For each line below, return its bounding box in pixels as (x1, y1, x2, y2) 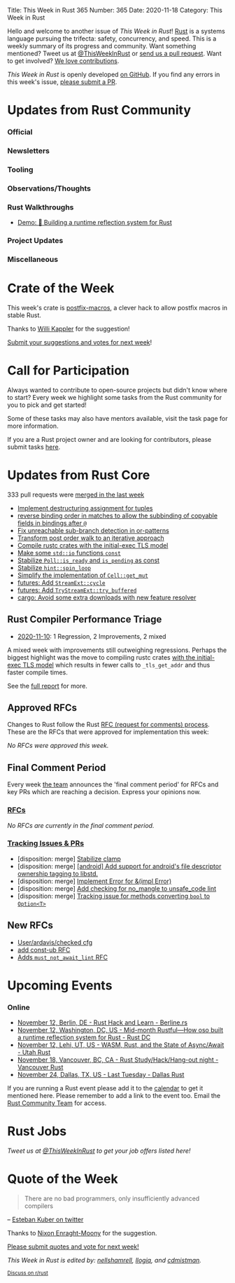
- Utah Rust (17, 1048, 51, 1057)
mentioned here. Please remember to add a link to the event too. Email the (7, 1092, 221, 1100)
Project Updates (7, 236, 64, 246)
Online (7, 1002, 30, 1012)
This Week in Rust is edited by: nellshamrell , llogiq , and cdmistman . (7, 1256, 201, 1265)
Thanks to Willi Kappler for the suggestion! (7, 324, 131, 333)
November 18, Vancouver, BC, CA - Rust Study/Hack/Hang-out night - (17, 1055, 219, 1064)
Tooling (7, 165, 34, 174)
